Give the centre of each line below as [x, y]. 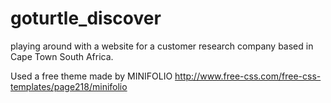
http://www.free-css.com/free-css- [248, 76]
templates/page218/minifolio [69, 86]
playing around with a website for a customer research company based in [162, 46]
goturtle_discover [86, 18]
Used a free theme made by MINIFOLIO [91, 76]
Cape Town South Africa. [62, 56]
